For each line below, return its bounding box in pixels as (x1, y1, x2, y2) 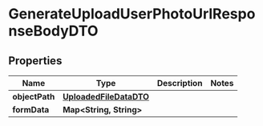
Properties (8, 54, 63, 67)
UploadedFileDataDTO (63, 91, 150, 102)
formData (12, 104, 50, 115)
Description (156, 78, 203, 88)
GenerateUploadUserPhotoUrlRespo (8, 5, 256, 23)
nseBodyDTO (8, 22, 99, 40)
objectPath (12, 91, 55, 102)
